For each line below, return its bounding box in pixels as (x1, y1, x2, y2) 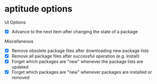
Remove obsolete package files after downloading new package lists (11, 48, 149, 54)
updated (11, 64, 29, 70)
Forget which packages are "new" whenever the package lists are (11, 59, 143, 65)
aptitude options (4, 3, 73, 14)
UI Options (4, 19, 26, 25)
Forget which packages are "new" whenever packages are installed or (11, 69, 152, 75)
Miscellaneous (4, 39, 33, 44)
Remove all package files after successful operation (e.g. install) (11, 53, 140, 59)
